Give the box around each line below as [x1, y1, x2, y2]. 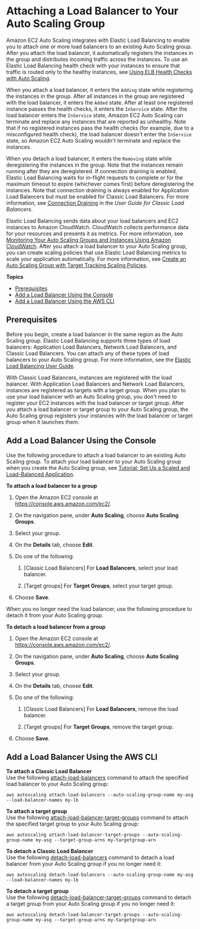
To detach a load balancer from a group [6, 623, 106, 630]
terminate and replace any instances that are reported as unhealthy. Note [6, 118, 186, 125]
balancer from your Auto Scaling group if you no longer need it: [6, 860, 162, 868]
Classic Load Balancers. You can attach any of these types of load [6, 349, 170, 356]
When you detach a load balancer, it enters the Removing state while [6, 155, 172, 162]
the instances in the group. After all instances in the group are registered [6, 93, 185, 100]
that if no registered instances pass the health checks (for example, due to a [6, 124, 194, 131]
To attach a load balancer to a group [6, 482, 97, 489]
